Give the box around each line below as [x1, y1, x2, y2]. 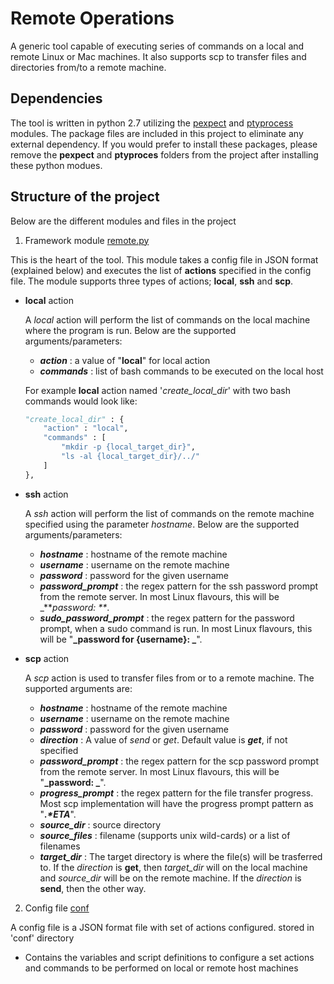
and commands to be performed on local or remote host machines [24, 962, 299, 974]
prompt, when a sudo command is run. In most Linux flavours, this [39, 622, 313, 634]
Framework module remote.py [24, 234, 150, 246]
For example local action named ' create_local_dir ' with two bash [24, 384, 291, 396]
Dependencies [10, 90, 103, 107]
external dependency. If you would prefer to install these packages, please [10, 138, 318, 150]
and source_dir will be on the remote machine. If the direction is [39, 872, 302, 884]
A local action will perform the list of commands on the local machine [24, 313, 311, 326]
